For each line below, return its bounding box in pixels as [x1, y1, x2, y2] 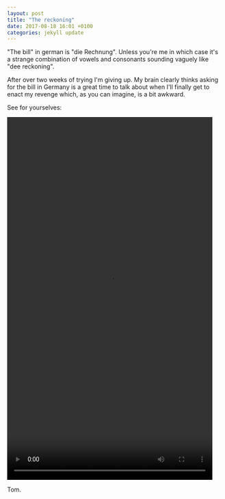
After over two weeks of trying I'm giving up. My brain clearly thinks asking [7, 76, 219, 84]
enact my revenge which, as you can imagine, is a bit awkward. [7, 90, 186, 99]
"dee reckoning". [7, 62, 55, 71]
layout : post [7, 10, 44, 17]
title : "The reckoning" [7, 16, 75, 23]
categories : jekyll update [7, 29, 84, 36]
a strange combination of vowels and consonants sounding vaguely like [7, 55, 209, 64]
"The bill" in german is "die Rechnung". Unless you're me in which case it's [7, 48, 219, 56]
